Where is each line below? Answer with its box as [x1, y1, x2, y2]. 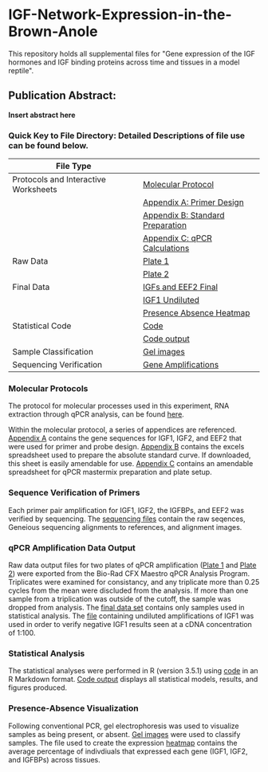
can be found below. [8, 139, 89, 151]
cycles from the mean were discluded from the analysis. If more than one [8, 586, 249, 595]
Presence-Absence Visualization [8, 703, 139, 714]
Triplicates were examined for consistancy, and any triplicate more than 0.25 [8, 577, 260, 586]
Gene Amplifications [142, 359, 219, 370]
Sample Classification [12, 347, 94, 358]
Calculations [142, 243, 190, 254]
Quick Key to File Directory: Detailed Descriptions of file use [8, 130, 246, 141]
